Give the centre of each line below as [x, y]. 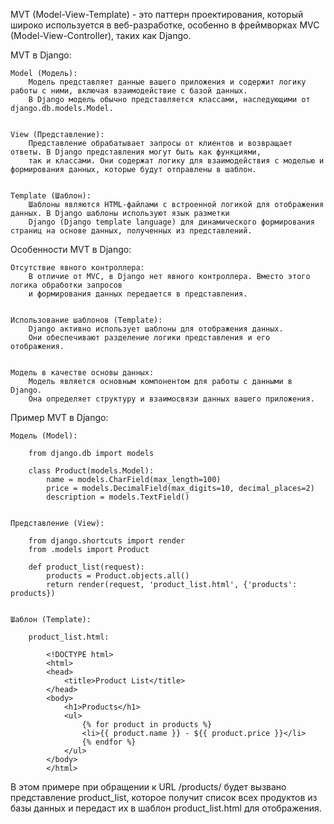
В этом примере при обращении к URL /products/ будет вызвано [148, 787]
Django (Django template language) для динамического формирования [171, 222]
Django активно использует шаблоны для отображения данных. [156, 329]
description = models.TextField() [118, 497]
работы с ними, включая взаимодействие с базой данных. [129, 91]
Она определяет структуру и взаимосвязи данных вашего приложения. [171, 399]
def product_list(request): [86, 567]
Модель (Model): [44, 436]
